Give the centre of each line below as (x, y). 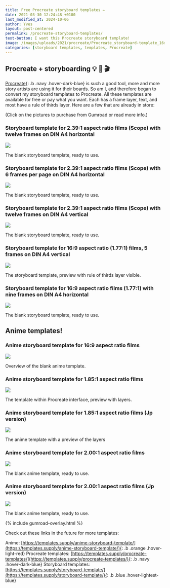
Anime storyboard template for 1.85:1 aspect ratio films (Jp (79, 413)
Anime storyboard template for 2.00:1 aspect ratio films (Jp (80, 486)
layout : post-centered (29, 29)
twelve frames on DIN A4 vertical (47, 214)
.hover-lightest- (142, 575)
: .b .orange (134, 548)
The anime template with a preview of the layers (55, 439)
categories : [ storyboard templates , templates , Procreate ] (69, 48)
